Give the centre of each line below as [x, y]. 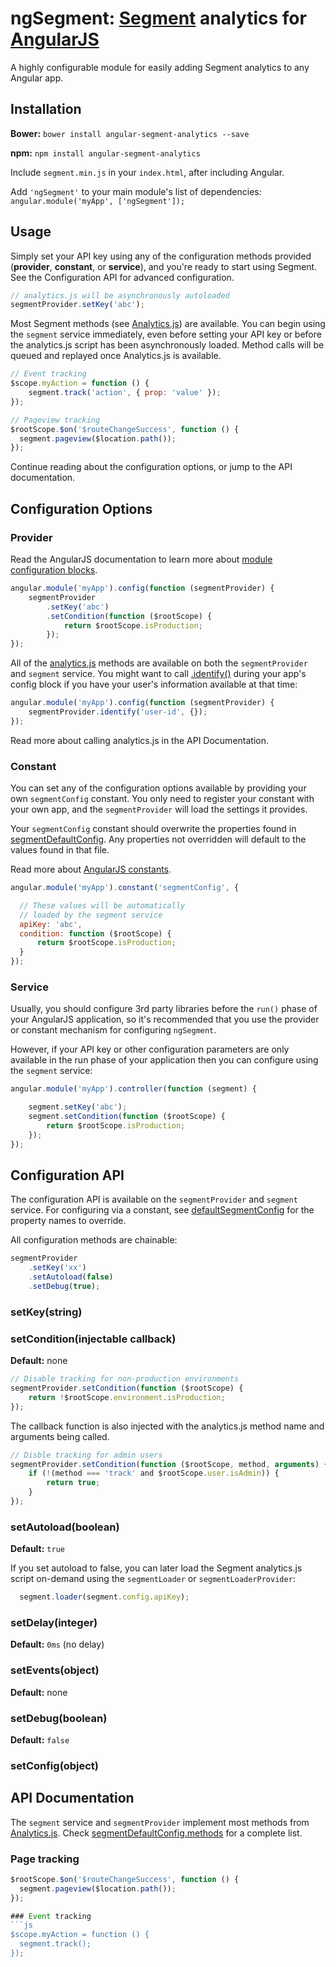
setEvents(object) [55, 1670]
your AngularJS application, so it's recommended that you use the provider [165, 1019]
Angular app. [37, 78]
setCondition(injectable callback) [93, 1339]
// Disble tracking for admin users [86, 1455]
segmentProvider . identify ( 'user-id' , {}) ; [118, 712]
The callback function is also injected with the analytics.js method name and [167, 1426]
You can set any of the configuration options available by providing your [158, 788]
